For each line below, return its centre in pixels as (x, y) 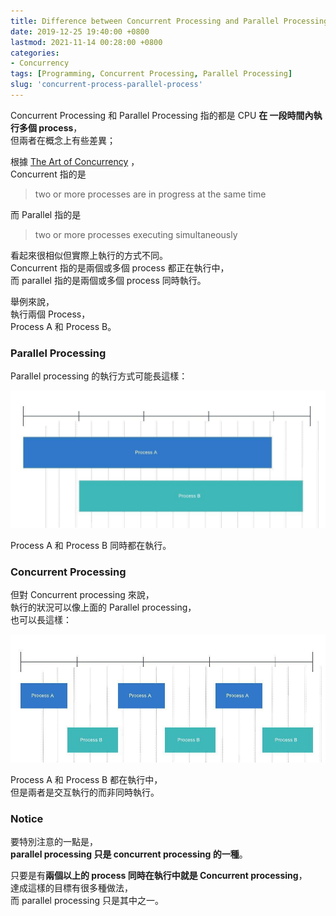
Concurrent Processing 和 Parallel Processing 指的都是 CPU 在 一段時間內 (162, 115)
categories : (35, 53)
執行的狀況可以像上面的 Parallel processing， (103, 607)
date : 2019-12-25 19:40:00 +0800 (80, 31)
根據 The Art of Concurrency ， (75, 161)
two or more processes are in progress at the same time (150, 194)
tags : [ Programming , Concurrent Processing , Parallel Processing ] (151, 74)
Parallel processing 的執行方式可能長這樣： (99, 376)
